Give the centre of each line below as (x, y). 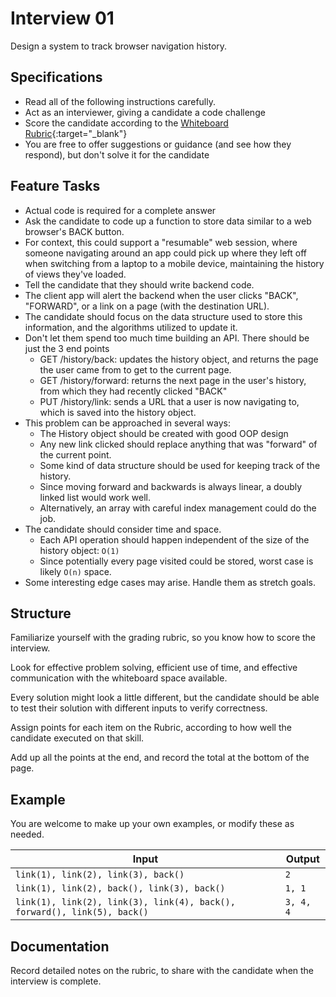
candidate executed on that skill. (77, 738)
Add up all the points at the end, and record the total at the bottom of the (160, 758)
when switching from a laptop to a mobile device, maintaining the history (174, 263)
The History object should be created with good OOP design (164, 433)
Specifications (56, 77)
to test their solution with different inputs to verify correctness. (139, 708)
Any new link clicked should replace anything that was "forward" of (178, 444)
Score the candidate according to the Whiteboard (126, 123)
